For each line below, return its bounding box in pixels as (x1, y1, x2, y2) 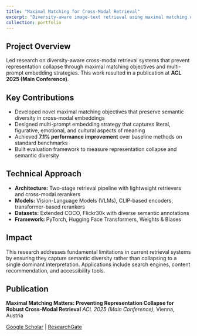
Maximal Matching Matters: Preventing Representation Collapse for (6, 300, 174, 307)
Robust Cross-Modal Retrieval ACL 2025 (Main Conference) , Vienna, (6, 306, 175, 313)
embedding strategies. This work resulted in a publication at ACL (25, 69, 182, 76)
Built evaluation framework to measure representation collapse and (14, 146, 177, 153)
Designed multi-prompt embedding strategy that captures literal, (14, 121, 171, 127)
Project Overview (6, 41, 71, 51)
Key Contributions (6, 92, 74, 103)
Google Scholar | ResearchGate (6, 324, 82, 331)
